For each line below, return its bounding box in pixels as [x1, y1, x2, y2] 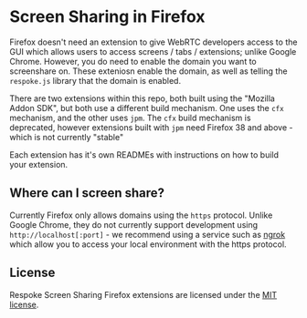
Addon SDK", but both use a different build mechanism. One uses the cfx [9, 102, 285, 113]
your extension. [9, 159, 69, 169]
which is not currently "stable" [9, 131, 124, 142]
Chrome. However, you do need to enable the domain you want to [9, 56, 258, 67]
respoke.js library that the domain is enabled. [9, 75, 181, 86]
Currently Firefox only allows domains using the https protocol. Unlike [9, 210, 273, 221]
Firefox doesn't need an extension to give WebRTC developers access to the [9, 36, 298, 47]
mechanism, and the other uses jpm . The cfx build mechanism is [9, 112, 251, 123]
